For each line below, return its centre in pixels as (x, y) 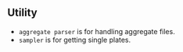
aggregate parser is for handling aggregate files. (97, 31)
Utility (22, 13)
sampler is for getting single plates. (75, 40)
